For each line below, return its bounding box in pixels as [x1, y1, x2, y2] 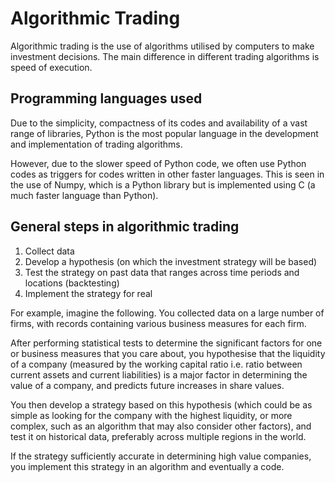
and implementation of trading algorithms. [10, 138, 183, 150]
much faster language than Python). [10, 189, 159, 201]
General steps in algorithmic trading [10, 218, 240, 236]
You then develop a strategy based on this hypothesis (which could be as [10, 398, 313, 411]
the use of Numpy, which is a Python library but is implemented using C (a [10, 178, 316, 191]
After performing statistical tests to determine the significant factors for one [10, 337, 323, 349]
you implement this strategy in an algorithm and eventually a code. [10, 460, 285, 472]
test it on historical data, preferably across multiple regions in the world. [10, 430, 307, 442]
